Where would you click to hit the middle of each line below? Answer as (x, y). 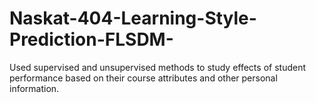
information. (34, 88)
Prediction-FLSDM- (91, 39)
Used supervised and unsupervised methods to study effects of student (157, 67)
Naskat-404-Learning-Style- (133, 18)
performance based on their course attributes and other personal (143, 78)
